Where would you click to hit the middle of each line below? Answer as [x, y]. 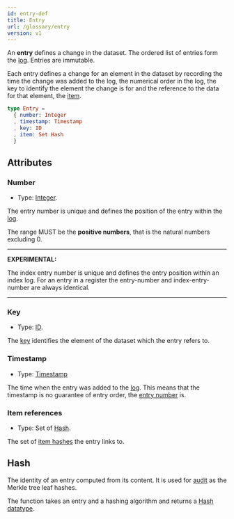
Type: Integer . [37, 198]
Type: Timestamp [42, 374]
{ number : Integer [40, 115]
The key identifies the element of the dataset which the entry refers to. [109, 341]
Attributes [30, 162]
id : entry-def [28, 14]
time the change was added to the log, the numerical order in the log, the [112, 81]
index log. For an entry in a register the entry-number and [90, 280]
